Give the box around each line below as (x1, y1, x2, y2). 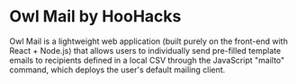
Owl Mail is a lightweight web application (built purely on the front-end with (9, 36, 288, 46)
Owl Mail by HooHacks (9, 6, 182, 27)
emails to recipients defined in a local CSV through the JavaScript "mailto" (9, 55, 285, 65)
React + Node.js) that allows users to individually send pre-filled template (9, 45, 282, 55)
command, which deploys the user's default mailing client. (9, 64, 226, 75)
